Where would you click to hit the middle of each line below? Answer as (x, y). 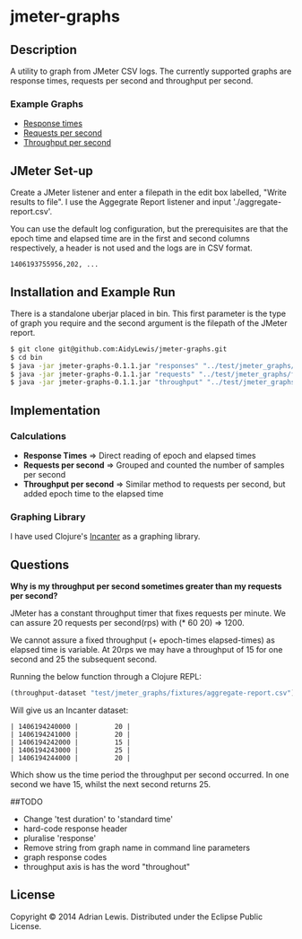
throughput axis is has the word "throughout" (107, 866)
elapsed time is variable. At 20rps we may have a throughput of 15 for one (147, 650)
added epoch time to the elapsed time (93, 493)
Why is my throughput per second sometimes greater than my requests (146, 586)
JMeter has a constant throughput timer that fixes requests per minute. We (148, 613)
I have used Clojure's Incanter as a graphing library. (105, 537)
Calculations (38, 435)
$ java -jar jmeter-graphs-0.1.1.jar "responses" (105, 365)
